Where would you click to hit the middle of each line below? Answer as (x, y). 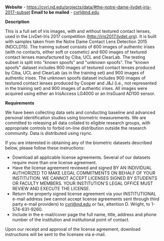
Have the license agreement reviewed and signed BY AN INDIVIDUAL (82, 168)
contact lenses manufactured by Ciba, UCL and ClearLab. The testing (75, 57)
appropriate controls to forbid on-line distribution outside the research (76, 128)
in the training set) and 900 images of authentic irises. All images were (76, 88)
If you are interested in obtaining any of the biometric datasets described (79, 143)
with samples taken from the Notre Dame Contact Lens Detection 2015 (76, 42)
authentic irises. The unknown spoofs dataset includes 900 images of (75, 78)
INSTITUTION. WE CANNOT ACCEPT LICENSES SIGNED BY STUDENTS (85, 178)
